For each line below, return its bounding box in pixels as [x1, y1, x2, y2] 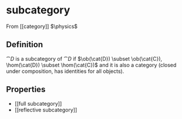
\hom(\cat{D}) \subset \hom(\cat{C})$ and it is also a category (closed [6, 61, 177, 68]
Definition [6, 40, 43, 50]
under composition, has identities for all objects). [6, 68, 124, 75]
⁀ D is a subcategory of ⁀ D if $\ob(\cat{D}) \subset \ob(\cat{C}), [6, 55, 163, 62]
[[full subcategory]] [14, 100, 62, 107]
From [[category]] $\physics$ [6, 23, 78, 30]
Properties [6, 85, 46, 94]
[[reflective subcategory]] [14, 106, 77, 113]
